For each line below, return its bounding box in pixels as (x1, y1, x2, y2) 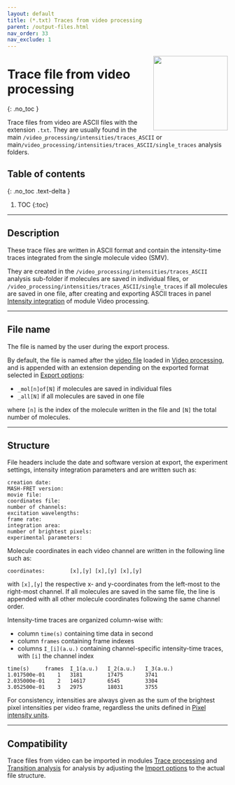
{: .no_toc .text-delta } (7, 186, 71, 195)
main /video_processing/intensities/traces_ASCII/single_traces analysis (7, 141, 222, 149)
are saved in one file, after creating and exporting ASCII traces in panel (7, 289, 211, 298)
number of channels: (7, 504, 68, 511)
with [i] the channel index (17, 652, 94, 660)
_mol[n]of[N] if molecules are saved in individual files (17, 384, 172, 392)
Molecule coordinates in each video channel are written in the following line (7, 547, 225, 555)
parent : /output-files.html (7, 23, 90, 30)
